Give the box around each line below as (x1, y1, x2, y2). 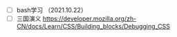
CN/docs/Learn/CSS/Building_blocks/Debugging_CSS (16, 23, 171, 31)
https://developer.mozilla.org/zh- (42, 14, 137, 23)
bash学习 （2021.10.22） (16, 6, 87, 14)
